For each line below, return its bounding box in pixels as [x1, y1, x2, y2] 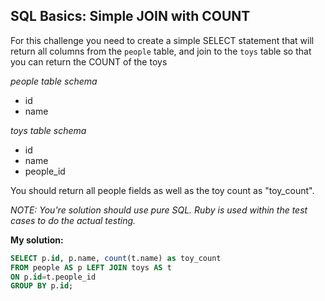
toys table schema [10, 124, 87, 136]
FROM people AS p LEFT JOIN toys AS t [10, 262, 172, 273]
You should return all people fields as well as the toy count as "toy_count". [10, 184, 315, 196]
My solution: [10, 234, 64, 246]
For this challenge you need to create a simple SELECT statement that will [10, 34, 315, 46]
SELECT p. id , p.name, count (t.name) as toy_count [10, 253, 222, 263]
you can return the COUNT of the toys [10, 55, 168, 68]
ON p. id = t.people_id [10, 272, 97, 282]
